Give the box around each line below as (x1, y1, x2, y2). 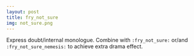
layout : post (6, 8, 40, 15)
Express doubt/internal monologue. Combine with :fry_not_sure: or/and (6, 37, 189, 44)
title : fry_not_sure (6, 14, 59, 20)
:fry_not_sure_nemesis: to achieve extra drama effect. (6, 43, 143, 50)
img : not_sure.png (6, 20, 53, 26)
